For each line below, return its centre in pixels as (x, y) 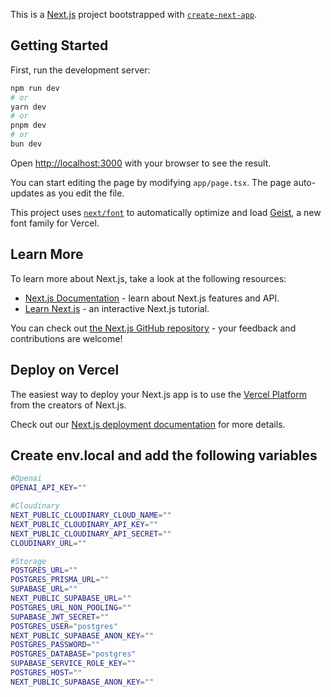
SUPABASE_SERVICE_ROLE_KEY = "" (73, 664)
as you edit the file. (85, 193)
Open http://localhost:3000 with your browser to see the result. (141, 163)
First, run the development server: (80, 70)
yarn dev (28, 107)
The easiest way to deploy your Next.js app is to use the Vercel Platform (159, 394)
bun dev (26, 144)
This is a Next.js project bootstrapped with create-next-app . (134, 14)
